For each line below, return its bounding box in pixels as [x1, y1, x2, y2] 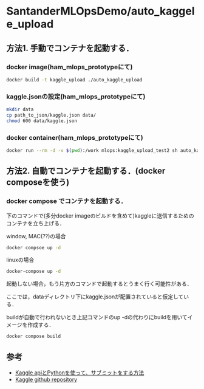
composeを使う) [6, 177, 70, 188]
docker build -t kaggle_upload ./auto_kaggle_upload [6, 77, 143, 83]
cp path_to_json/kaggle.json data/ [6, 112, 97, 118]
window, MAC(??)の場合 [6, 232, 66, 239]
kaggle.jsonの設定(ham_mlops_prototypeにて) [6, 92, 146, 101]
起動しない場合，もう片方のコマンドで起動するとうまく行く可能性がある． [6, 280, 192, 287]
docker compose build [6, 333, 61, 340]
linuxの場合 [6, 256, 35, 264]
